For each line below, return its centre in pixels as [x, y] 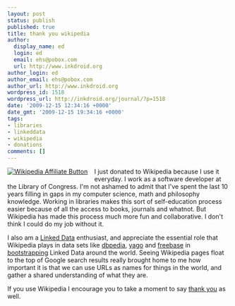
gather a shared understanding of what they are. [78, 275]
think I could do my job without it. [56, 224]
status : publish [31, 20]
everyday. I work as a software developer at [158, 179]
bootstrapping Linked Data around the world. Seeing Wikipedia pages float [116, 252]
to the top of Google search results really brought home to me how [104, 260]
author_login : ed [33, 73]
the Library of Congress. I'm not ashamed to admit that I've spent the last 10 [117, 186]
